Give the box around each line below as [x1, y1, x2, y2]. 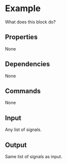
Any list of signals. [5, 127, 42, 132]
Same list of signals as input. [5, 154, 62, 159]
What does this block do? [5, 19, 56, 25]
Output [5, 141, 27, 149]
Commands [5, 87, 41, 95]
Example [5, 3, 41, 14]
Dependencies [5, 60, 50, 68]
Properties [5, 33, 38, 41]
